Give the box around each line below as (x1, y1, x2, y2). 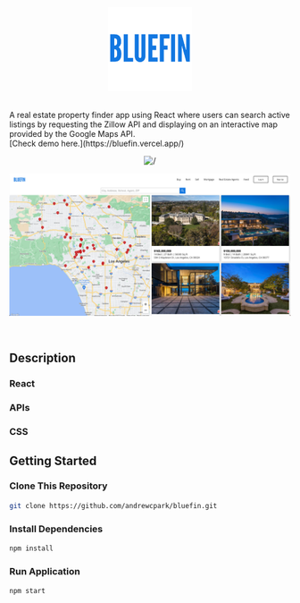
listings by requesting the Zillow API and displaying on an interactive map (9, 119, 279, 130)
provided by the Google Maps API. (9, 129, 136, 139)
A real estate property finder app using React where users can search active (9, 110, 290, 120)
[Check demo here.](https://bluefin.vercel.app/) (9, 138, 185, 149)
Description (9, 351, 76, 366)
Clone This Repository (9, 480, 108, 492)
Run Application (9, 565, 80, 577)
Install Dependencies (9, 522, 104, 535)
